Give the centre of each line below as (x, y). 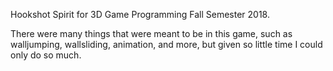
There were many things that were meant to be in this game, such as (151, 33)
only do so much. (46, 55)
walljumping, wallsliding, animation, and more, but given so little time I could (166, 44)
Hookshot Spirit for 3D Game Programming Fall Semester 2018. (140, 14)
